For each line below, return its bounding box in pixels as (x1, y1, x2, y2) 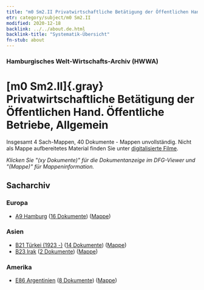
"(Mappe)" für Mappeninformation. (6, 163, 95, 170)
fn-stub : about (6, 37, 45, 43)
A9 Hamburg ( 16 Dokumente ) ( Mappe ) (15, 212, 111, 220)
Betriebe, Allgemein (6, 118, 109, 132)
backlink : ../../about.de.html (6, 25, 86, 32)
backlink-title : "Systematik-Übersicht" (6, 32, 110, 38)
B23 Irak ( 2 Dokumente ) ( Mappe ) (15, 248, 98, 255)
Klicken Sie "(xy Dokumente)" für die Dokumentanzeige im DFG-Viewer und (6, 156, 195, 164)
